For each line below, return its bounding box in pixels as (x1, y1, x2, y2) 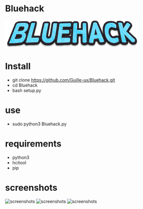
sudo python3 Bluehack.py (12, 121, 67, 127)
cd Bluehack (12, 82, 38, 88)
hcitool (12, 159, 27, 165)
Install (5, 61, 31, 72)
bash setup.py (12, 87, 42, 93)
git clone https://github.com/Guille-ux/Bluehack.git (12, 77, 115, 83)
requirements (5, 138, 61, 149)
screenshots (5, 182, 57, 193)
